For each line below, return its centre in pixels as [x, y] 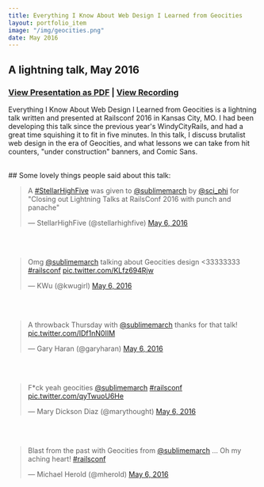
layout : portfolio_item [48, 23]
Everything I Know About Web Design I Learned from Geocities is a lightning [132, 109]
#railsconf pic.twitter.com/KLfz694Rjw [91, 270]
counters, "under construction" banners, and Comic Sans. [103, 151]
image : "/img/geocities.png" [56, 30]
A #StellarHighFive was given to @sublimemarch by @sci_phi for [133, 190]
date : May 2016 [33, 38]
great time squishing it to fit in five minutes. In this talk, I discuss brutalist [127, 135]
